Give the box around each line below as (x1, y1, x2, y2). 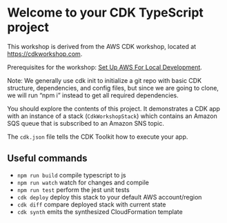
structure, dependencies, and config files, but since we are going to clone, (7, 84, 219, 92)
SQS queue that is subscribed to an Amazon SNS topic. (7, 119, 164, 127)
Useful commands (7, 153, 88, 164)
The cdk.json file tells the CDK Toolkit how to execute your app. (7, 133, 188, 141)
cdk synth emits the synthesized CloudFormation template (17, 207, 183, 215)
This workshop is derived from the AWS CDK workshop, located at (7, 42, 197, 50)
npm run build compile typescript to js (17, 171, 126, 179)
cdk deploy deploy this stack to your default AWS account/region (17, 193, 202, 201)
